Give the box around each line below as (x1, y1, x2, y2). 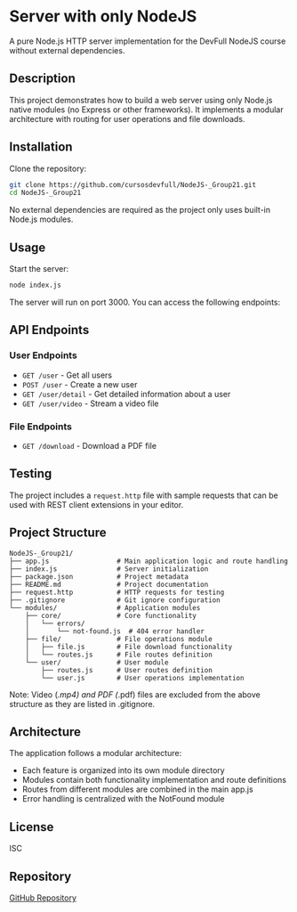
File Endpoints (9, 420, 73, 433)
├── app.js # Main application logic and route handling (9, 557, 289, 566)
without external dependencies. (9, 45, 125, 55)
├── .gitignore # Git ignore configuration (9, 595, 221, 605)
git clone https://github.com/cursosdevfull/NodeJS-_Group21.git (9, 180, 256, 189)
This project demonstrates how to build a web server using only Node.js (9, 94, 273, 105)
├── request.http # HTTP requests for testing (9, 588, 225, 597)
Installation (9, 140, 73, 155)
